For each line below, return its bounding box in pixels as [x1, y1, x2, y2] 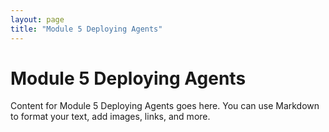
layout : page [10, 14, 65, 25]
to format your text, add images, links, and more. [10, 111, 211, 123]
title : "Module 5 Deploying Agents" [10, 24, 163, 34]
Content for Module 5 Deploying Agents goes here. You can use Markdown [10, 100, 320, 112]
